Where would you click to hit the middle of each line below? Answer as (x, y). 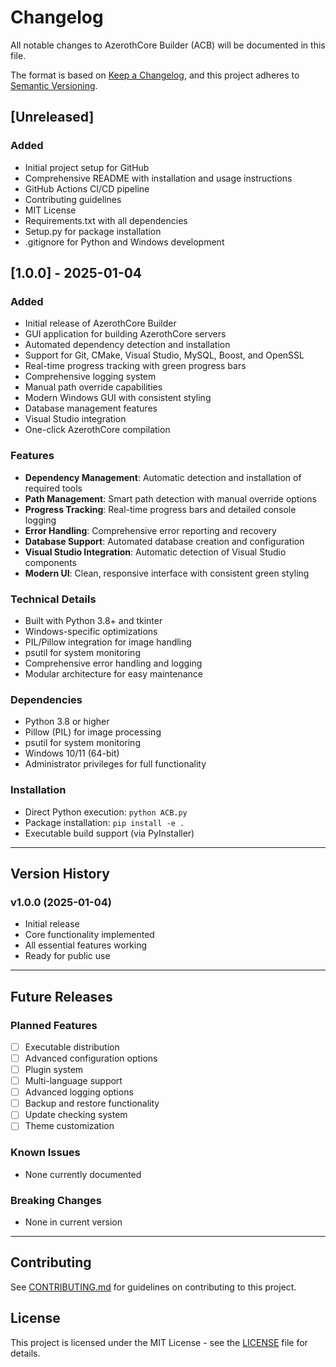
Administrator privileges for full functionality (115, 764)
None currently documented (83, 1174)
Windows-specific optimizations (91, 631)
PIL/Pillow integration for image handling (108, 642)
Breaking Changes (56, 1200)
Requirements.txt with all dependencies (106, 220)
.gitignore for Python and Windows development (124, 242)
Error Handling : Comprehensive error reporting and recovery (150, 530)
